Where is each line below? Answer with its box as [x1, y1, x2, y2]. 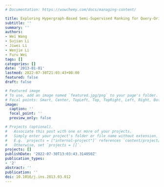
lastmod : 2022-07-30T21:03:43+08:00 [5, 70, 80, 76]
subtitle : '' [5, 21, 32, 25]
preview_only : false [9, 116, 51, 121]
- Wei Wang [5, 34, 27, 39]
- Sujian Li [5, 39, 29, 44]
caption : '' [9, 106, 34, 111]
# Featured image [5, 88, 41, 93]
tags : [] [5, 57, 23, 62]
